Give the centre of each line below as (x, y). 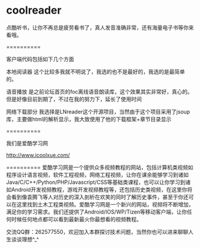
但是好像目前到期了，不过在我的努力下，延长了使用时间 (74, 99)
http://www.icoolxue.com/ (38, 155)
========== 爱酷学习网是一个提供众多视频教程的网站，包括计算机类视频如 (100, 167)
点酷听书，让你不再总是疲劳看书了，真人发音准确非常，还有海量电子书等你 (97, 27)
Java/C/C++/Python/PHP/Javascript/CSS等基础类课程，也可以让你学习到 (96, 182)
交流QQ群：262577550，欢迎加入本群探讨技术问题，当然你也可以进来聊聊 (97, 231)
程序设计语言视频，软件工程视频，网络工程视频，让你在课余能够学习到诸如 (97, 174)
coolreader (34, 10)
